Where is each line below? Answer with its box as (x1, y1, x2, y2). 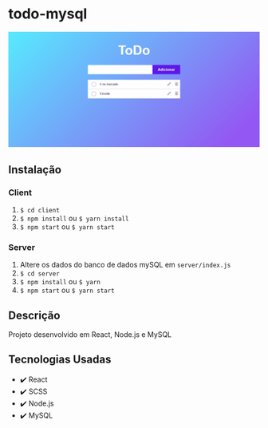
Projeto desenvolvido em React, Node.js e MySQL (8, 330, 172, 339)
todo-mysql (8, 5, 88, 23)
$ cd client (19, 206, 60, 214)
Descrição (8, 308, 61, 322)
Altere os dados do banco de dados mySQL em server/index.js (19, 260, 231, 270)
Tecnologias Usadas (8, 353, 112, 367)
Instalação (8, 163, 62, 176)
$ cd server (19, 270, 60, 278)
